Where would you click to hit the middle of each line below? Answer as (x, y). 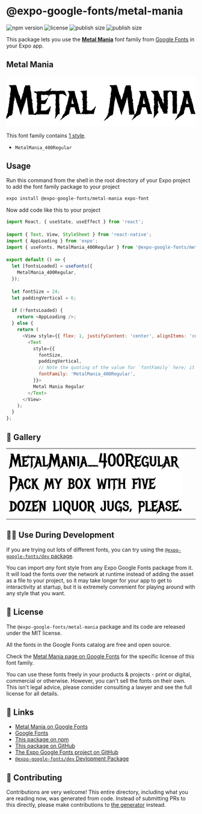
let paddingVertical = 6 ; (44, 298)
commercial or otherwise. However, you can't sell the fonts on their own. (96, 681)
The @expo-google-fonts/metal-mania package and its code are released (96, 626)
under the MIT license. (34, 633)
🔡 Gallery (24, 437)
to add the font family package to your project (63, 187)
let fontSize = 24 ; (36, 292)
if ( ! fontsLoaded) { (37, 311)
